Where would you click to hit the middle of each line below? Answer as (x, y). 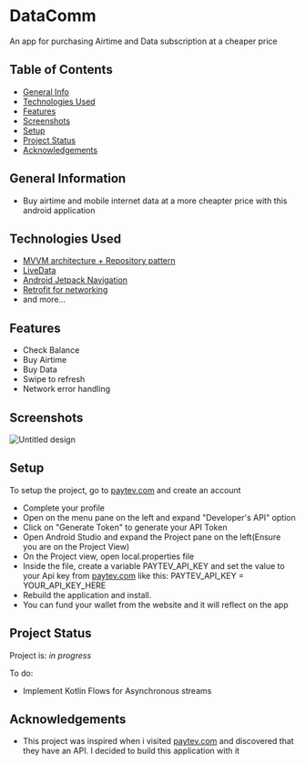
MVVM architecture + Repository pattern (99, 261)
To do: (21, 673)
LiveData (39, 271)
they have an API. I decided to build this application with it (131, 751)
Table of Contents (61, 70)
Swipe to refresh (54, 379)
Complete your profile (63, 508)
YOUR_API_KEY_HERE (64, 585)
